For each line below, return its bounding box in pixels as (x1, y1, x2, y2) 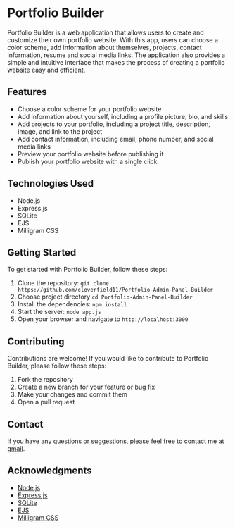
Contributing (7, 335, 65, 347)
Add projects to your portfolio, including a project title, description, (17, 120, 211, 128)
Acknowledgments (7, 465, 93, 477)
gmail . (7, 444, 25, 452)
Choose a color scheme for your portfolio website (17, 104, 162, 113)
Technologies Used (7, 178, 94, 189)
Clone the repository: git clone (17, 279, 109, 287)
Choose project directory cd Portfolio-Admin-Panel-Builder (17, 292, 193, 301)
